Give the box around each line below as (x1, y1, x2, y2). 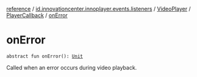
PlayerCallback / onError (6, 12, 68, 19)
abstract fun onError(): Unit (6, 53, 84, 59)
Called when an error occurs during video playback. (6, 64, 137, 71)
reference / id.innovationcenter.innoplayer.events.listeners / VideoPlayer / (6, 5, 191, 12)
